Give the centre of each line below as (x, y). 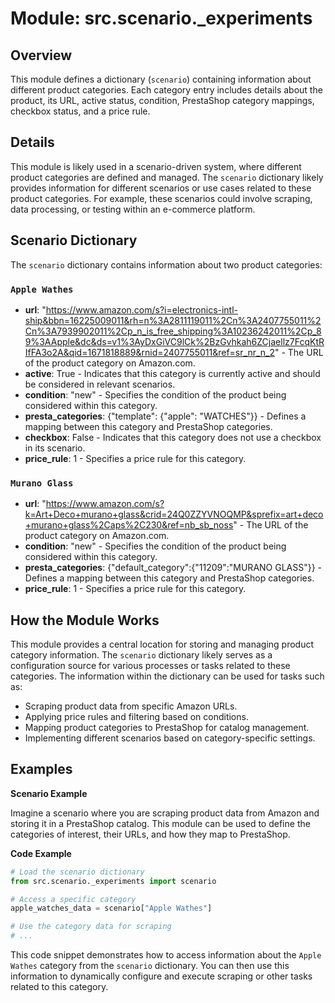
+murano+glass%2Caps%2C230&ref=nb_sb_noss (129, 525)
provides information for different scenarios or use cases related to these (161, 188)
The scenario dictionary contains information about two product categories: (166, 264)
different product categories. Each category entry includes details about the (166, 90)
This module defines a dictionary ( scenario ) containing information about (161, 79)
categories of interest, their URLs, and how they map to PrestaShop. (150, 834)
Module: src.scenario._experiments (161, 18)
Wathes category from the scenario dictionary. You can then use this (150, 966)
